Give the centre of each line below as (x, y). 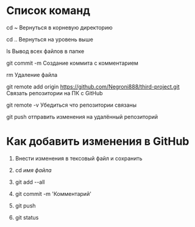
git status (27, 217)
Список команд (48, 11)
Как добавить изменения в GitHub (98, 142)
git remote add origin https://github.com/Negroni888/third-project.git (93, 87)
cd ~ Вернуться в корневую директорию (59, 27)
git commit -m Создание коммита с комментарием (73, 63)
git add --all (30, 182)
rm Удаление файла (32, 74)
